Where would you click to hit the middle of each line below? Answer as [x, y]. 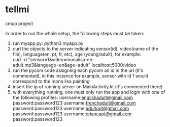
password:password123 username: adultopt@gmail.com [71, 108]
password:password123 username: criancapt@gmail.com [72, 114]
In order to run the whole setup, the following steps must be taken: [75, 33]
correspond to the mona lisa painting [51, 81]
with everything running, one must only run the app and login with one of [89, 92]
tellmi [17, 9]
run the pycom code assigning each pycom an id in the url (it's [78, 70]
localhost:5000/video [114, 65]
